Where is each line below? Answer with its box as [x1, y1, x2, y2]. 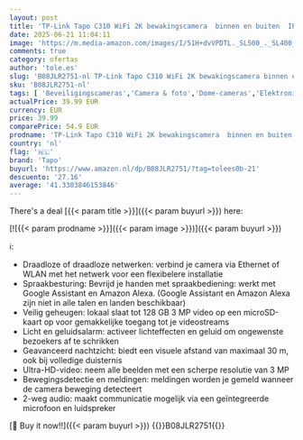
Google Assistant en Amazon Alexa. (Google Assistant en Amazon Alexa [22, 288, 290, 298]
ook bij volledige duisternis [22, 355, 123, 366]
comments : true [9, 47, 67, 56]
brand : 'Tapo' [9, 155, 63, 165]
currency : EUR [9, 105, 63, 115]
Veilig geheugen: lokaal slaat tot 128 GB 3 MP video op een [22, 307, 242, 318]
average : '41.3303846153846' [9, 181, 119, 190]
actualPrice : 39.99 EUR [9, 96, 99, 106]
